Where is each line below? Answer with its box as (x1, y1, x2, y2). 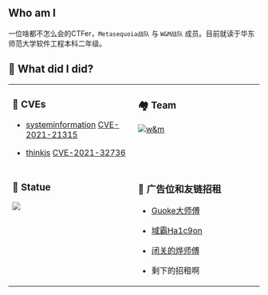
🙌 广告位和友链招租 (138, 183, 222, 195)
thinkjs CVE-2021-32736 (26, 147, 126, 158)
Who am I (8, 6, 56, 20)
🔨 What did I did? (8, 62, 94, 76)
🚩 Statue (12, 181, 51, 193)
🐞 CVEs (12, 98, 46, 110)
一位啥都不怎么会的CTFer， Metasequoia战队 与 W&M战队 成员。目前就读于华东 (8, 28, 255, 38)
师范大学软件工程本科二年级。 (8, 38, 106, 48)
